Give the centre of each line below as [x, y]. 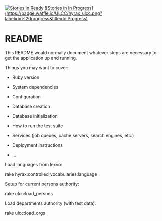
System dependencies [35, 87]
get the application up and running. [41, 58]
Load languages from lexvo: [34, 164]
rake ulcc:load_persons [29, 193]
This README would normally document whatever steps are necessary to [81, 52]
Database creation [31, 106]
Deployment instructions [38, 145]
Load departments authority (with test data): [51, 203]
